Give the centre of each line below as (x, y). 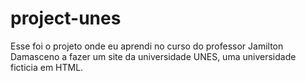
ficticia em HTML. (47, 67)
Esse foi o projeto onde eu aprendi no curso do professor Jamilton (147, 46)
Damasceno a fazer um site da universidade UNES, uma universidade (153, 56)
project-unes (66, 18)
